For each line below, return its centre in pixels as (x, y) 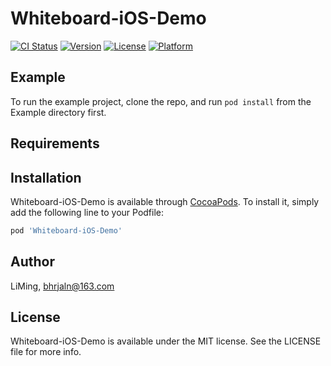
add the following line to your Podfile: (87, 212)
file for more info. (46, 352)
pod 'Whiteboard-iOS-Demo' (66, 230)
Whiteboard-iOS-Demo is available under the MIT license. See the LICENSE (166, 341)
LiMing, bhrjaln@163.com (62, 286)
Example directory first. (58, 112)
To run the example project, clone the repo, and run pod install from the (161, 101)
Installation (46, 177)
